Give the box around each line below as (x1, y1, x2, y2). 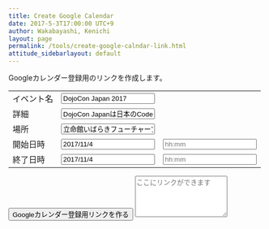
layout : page (8, 34, 53, 43)
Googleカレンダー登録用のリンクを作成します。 (8, 73, 167, 82)
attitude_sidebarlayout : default (8, 50, 122, 58)
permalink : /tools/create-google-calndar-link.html (8, 42, 186, 50)
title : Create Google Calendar (8, 11, 114, 20)
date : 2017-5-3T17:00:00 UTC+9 (8, 19, 114, 28)
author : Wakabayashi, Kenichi (8, 27, 111, 35)
